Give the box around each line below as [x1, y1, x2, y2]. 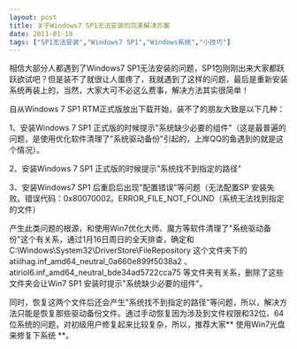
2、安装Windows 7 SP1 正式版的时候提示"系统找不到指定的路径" [9, 163, 241, 174]
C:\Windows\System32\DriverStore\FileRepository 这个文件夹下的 [9, 245, 247, 256]
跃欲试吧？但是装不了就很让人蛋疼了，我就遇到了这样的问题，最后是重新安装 [9, 74, 288, 85]
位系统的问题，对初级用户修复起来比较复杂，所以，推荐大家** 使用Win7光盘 [9, 319, 286, 330]
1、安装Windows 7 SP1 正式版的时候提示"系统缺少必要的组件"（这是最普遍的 [9, 123, 287, 133]
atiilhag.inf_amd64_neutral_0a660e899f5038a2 [9, 256, 183, 267]
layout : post [9, 12, 57, 22]
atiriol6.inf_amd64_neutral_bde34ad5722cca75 [9, 267, 181, 278]
